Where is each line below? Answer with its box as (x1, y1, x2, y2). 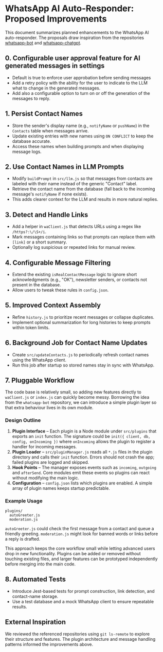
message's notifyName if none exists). (12, 191, 88, 197)
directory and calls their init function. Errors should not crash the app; (12, 454, 155, 460)
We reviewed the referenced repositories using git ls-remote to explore (5, 631, 150, 637)
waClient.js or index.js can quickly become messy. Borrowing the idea (5, 394, 149, 400)
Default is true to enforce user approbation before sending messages (12, 74, 151, 81)
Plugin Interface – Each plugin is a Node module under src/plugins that (12, 428, 157, 434)
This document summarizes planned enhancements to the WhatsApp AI (5, 29, 149, 35)
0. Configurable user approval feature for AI (5, 54, 141, 63)
